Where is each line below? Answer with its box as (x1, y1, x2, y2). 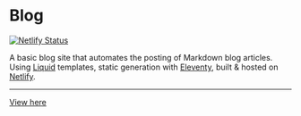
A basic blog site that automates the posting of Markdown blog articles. (9, 52, 273, 62)
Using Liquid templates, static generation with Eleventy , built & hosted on (9, 62, 279, 72)
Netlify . (9, 70, 36, 81)
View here (9, 96, 47, 107)
